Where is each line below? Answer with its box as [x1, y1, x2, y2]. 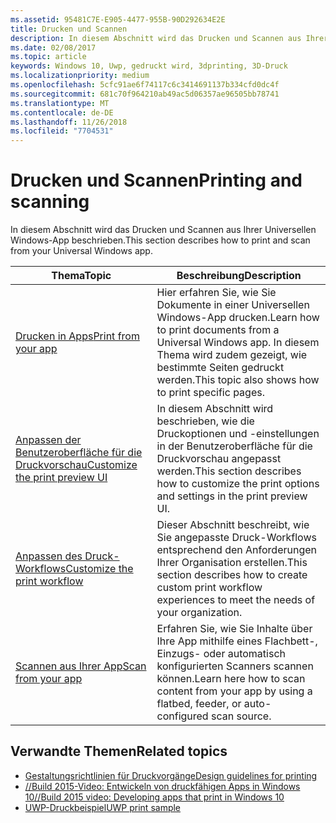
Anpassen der [15, 433, 82, 447]
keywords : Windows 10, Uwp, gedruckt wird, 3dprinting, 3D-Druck [10, 61, 288, 71]
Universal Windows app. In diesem [156, 336, 320, 350]
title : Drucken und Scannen [10, 24, 128, 34]
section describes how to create [156, 568, 308, 582]
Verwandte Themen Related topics [10, 743, 228, 760]
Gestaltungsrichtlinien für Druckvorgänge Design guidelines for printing [24, 769, 318, 781]
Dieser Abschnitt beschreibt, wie [156, 518, 310, 532]
